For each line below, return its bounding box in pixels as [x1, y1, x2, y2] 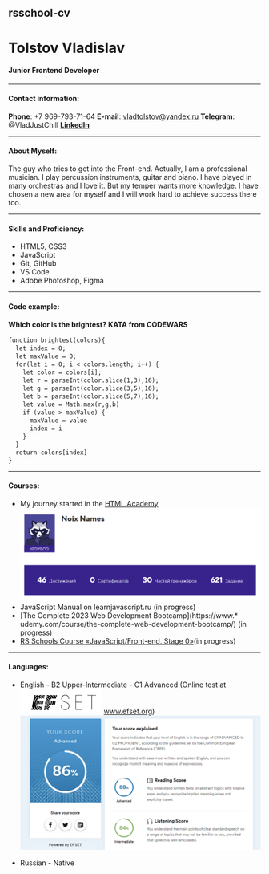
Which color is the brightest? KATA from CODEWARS [8, 319, 188, 329]
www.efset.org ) [103, 706, 155, 716]
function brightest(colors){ [8, 336, 106, 344]
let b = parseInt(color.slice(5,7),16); [22, 392, 159, 400]
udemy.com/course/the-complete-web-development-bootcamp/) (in [19, 619, 247, 628]
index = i [29, 425, 62, 433]
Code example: [8, 301, 60, 311]
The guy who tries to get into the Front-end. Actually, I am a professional [8, 164, 247, 173]
